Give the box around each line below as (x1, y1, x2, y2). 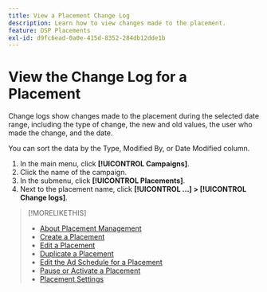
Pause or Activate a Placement (39, 266, 141, 275)
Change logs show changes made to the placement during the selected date (8, 111, 260, 121)
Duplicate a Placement (39, 249, 114, 259)
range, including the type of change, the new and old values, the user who (8, 120, 253, 130)
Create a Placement (39, 232, 105, 242)
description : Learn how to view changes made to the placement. (8, 19, 226, 27)
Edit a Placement (39, 240, 96, 251)
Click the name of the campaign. (19, 168, 128, 177)
